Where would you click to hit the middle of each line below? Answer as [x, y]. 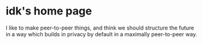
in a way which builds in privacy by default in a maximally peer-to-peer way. [102, 34]
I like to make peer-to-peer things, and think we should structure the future [100, 28]
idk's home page [49, 11]
